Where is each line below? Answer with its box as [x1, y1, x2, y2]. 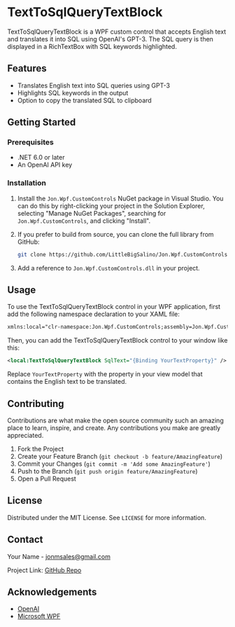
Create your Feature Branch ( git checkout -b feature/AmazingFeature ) [17, 452, 223, 460]
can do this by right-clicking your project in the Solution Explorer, [17, 201, 205, 210]
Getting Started [7, 116, 76, 128]
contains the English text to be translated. [7, 378, 127, 386]
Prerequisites [7, 137, 54, 147]
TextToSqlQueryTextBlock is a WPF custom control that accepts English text [7, 27, 227, 36]
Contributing [7, 397, 64, 410]
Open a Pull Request [17, 474, 77, 483]
